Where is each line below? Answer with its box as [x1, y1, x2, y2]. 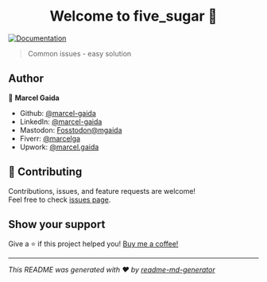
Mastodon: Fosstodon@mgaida [19, 125, 122, 134]
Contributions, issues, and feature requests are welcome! [8, 186, 196, 195]
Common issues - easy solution [27, 48, 132, 58]
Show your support [8, 218, 106, 231]
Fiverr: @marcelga [19, 133, 81, 143]
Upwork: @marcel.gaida [19, 142, 99, 152]
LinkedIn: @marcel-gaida [19, 117, 103, 126]
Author [8, 71, 44, 86]
